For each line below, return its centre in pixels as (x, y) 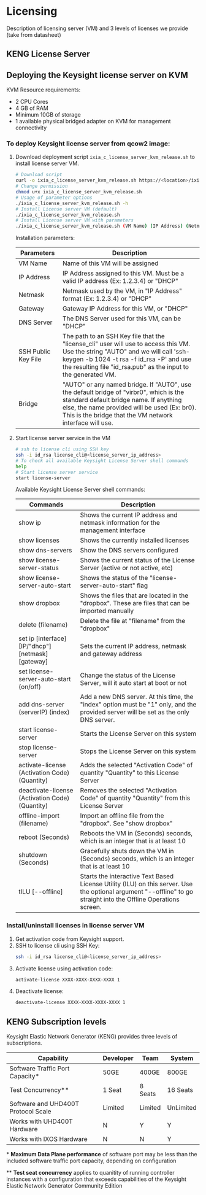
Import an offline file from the (122, 816)
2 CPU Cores (32, 102)
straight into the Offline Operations (130, 899)
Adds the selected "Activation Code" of (136, 765)
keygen (73, 359)
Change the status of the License (128, 675)
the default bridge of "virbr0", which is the (123, 392)
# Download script (39, 175)
